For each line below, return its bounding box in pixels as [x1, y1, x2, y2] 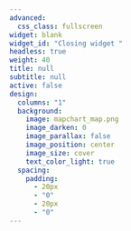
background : [17, 106, 63, 115]
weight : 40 [9, 55, 51, 65]
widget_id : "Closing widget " [9, 38, 124, 48]
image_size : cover [25, 148, 95, 157]
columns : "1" [17, 97, 67, 107]
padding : [25, 174, 59, 183]
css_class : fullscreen [17, 22, 103, 31]
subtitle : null [9, 73, 67, 82]
